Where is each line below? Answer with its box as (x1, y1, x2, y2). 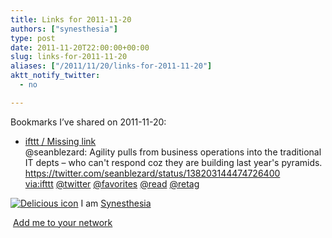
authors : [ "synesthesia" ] (10, 24, 118, 34)
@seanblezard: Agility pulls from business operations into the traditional (24, 146, 322, 158)
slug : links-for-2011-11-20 (10, 52, 128, 62)
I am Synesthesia (80, 197, 152, 209)
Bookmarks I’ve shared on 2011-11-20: (10, 116, 167, 128)
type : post (10, 33, 56, 43)
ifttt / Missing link (24, 135, 97, 147)
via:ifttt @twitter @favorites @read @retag (24, 177, 200, 190)
